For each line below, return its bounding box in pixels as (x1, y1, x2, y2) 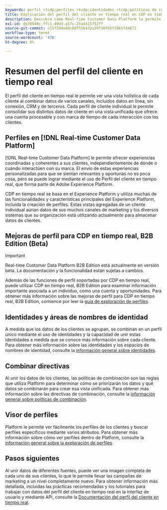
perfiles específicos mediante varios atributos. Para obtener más (5, 429, 138, 435)
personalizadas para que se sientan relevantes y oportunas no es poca (5, 170, 151, 176)
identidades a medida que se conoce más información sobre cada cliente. (5, 337, 157, 343)
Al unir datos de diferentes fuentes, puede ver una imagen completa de (5, 467, 151, 474)
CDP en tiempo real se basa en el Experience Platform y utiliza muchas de (5, 190, 157, 197)
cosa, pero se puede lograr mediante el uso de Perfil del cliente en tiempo (5, 175, 157, 182)
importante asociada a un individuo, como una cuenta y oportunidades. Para (5, 288, 162, 294)
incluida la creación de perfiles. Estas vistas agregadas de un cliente (5, 201, 146, 207)
